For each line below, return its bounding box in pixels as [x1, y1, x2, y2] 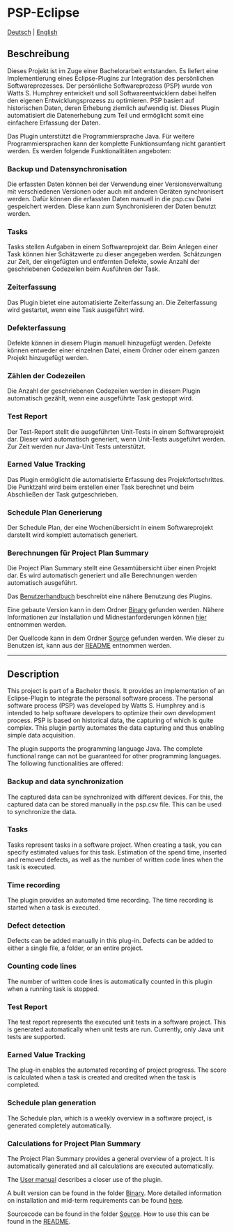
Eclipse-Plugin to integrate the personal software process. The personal [7, 694, 214, 703]
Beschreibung [7, 48, 70, 60]
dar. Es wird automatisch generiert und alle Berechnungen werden [7, 571, 197, 579]
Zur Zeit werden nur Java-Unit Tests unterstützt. [7, 442, 146, 451]
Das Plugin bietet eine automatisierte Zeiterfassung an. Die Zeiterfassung [7, 298, 217, 306]
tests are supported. [7, 1033, 65, 1041]
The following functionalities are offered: [7, 759, 124, 767]
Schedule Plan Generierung [7, 507, 102, 517]
